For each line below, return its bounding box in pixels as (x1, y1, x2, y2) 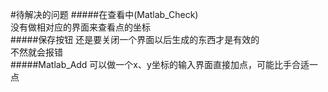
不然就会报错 (10, 46, 63, 58)
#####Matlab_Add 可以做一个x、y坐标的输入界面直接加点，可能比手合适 (10, 59, 310, 70)
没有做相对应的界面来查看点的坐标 (10, 21, 151, 33)
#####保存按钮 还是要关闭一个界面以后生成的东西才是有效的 (10, 34, 260, 45)
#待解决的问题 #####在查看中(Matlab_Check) (10, 9, 199, 20)
